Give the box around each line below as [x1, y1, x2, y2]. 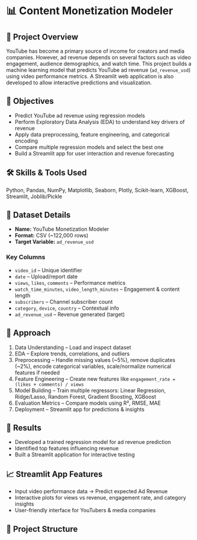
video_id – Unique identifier [14, 266, 83, 274]
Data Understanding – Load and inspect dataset [14, 344, 131, 351]
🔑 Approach [6, 328, 51, 338]
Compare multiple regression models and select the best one [14, 143, 164, 151]
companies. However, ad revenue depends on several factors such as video [6, 54, 191, 61]
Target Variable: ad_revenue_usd [14, 238, 94, 246]
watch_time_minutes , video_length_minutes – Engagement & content [14, 285, 180, 293]
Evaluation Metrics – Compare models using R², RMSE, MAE [14, 399, 161, 406]
